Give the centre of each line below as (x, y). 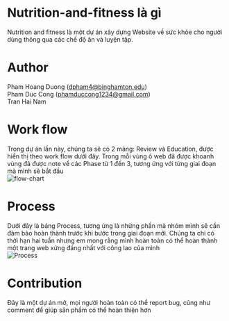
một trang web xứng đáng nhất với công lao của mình (84, 247)
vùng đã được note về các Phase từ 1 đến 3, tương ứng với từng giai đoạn (112, 163)
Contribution (45, 283)
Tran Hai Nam (27, 101)
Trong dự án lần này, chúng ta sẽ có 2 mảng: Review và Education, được (110, 149)
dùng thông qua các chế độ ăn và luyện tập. (70, 39)
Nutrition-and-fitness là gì (84, 13)
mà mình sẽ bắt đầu (35, 171)
